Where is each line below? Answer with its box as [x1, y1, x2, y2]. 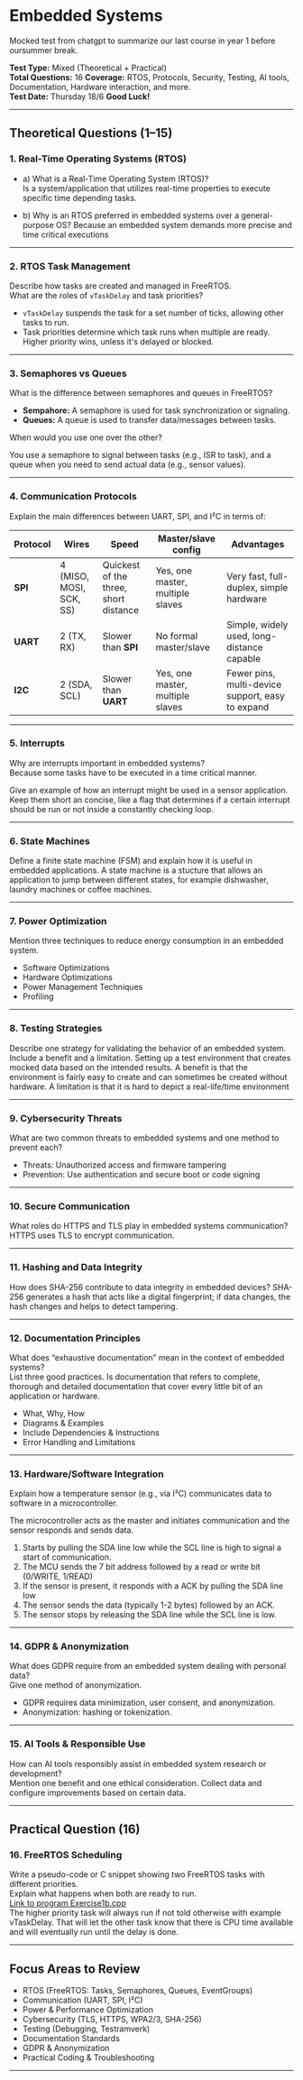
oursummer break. [9, 44, 78, 55]
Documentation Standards [22, 2033, 120, 2044]
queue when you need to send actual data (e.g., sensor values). [9, 459, 246, 470]
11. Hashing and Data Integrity [9, 1261, 142, 1274]
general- [241, 209, 273, 221]
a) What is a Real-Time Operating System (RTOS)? [22, 173, 209, 184]
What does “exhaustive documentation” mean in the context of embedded [9, 1352, 285, 1362]
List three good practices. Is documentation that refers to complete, [9, 1371, 261, 1382]
